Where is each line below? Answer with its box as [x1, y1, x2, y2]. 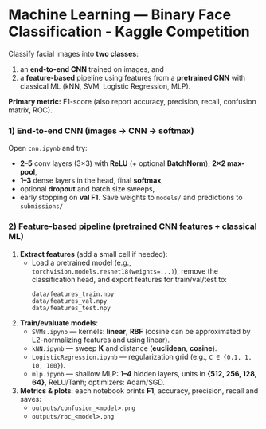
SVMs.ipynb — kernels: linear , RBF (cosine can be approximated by [31, 326, 251, 336]
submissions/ [19, 203, 64, 211]
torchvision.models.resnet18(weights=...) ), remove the [31, 266, 219, 276]
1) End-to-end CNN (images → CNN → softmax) [8, 125, 194, 136]
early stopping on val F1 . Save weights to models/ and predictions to [19, 193, 243, 203]
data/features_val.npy [31, 297, 108, 305]
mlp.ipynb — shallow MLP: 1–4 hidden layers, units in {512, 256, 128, [31, 368, 257, 378]
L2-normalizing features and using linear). [31, 335, 170, 344]
